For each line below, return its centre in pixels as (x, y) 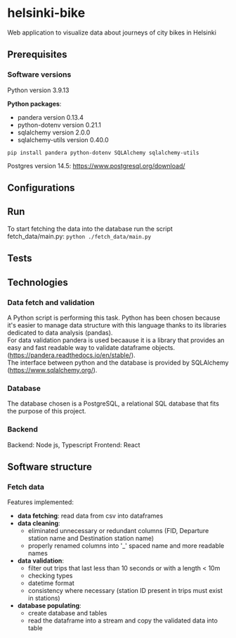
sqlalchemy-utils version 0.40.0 (63, 139)
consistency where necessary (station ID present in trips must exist (125, 591)
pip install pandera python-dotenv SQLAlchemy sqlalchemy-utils (103, 153)
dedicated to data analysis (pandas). (60, 332)
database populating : (50, 606)
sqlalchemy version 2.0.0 (54, 132)
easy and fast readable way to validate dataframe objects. (91, 347)
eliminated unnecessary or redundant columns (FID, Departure (118, 531)
